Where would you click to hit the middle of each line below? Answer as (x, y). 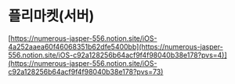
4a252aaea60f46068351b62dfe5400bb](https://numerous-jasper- (116, 46)
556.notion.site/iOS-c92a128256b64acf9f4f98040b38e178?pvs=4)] (117, 55)
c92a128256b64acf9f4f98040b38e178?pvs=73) (86, 71)
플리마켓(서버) (51, 16)
